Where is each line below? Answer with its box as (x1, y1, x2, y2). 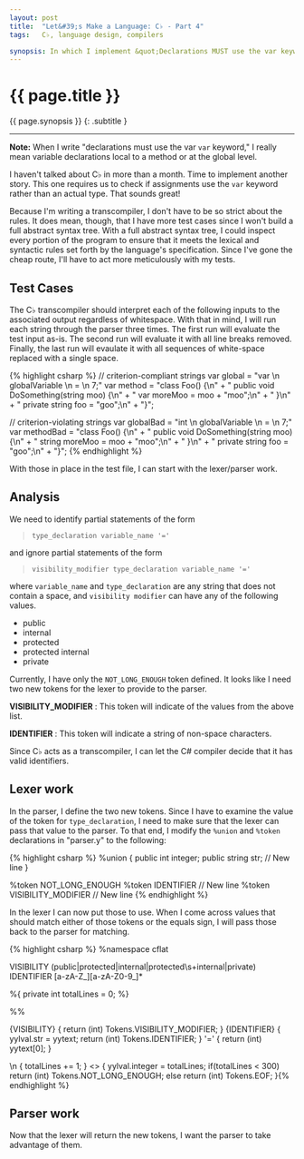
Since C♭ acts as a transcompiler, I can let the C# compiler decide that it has (9, 745, 293, 756)
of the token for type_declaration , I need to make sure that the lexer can (9, 815, 280, 826)
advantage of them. (9, 1140, 83, 1151)
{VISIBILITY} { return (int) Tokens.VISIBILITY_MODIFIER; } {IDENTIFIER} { (9, 1023, 281, 1035)
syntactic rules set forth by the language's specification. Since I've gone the (9, 244, 293, 255)
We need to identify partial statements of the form (9, 514, 196, 525)
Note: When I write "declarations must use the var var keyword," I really (9, 142, 278, 152)
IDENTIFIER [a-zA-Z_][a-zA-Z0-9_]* (9, 970, 143, 981)
